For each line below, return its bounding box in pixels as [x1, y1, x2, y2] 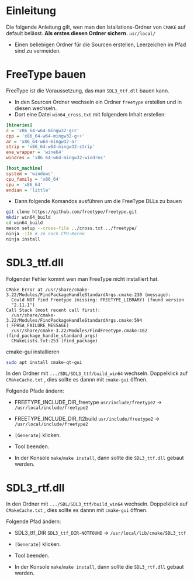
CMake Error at [6, 287, 43, 293]
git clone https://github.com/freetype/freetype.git [6, 209, 137, 215]
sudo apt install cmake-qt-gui [6, 359, 82, 365]
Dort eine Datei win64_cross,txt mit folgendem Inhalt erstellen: [14, 111, 167, 118]
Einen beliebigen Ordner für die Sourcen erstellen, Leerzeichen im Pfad [14, 41, 186, 48]
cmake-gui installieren [6, 348, 60, 355]
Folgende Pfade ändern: [6, 387, 64, 394]
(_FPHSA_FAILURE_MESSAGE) [6, 322, 69, 328]
